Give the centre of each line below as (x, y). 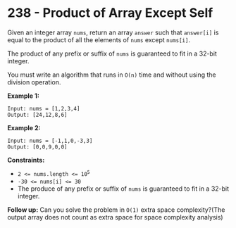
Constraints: (26, 160)
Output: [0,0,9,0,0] (38, 147)
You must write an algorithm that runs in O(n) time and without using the (112, 75)
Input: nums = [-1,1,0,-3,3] (50, 141)
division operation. (34, 82)
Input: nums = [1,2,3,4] (44, 108)
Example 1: (24, 96)
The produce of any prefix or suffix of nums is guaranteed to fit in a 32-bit (123, 189)
